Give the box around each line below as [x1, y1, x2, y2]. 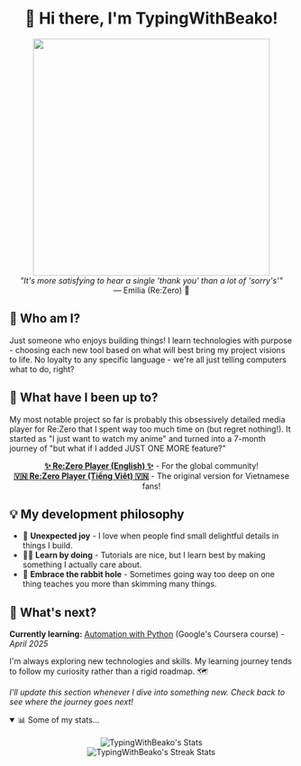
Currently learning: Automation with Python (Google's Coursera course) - [9, 629, 286, 640]
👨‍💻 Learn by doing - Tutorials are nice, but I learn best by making [22, 550, 266, 561]
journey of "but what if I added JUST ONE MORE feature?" [9, 443, 227, 453]
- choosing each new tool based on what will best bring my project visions [9, 344, 286, 355]
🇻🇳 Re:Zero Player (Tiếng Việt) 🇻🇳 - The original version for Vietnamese [13, 470, 290, 481]
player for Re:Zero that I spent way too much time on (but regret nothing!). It [9, 424, 291, 434]
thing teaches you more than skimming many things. [22, 578, 217, 590]
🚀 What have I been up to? [9, 390, 159, 406]
